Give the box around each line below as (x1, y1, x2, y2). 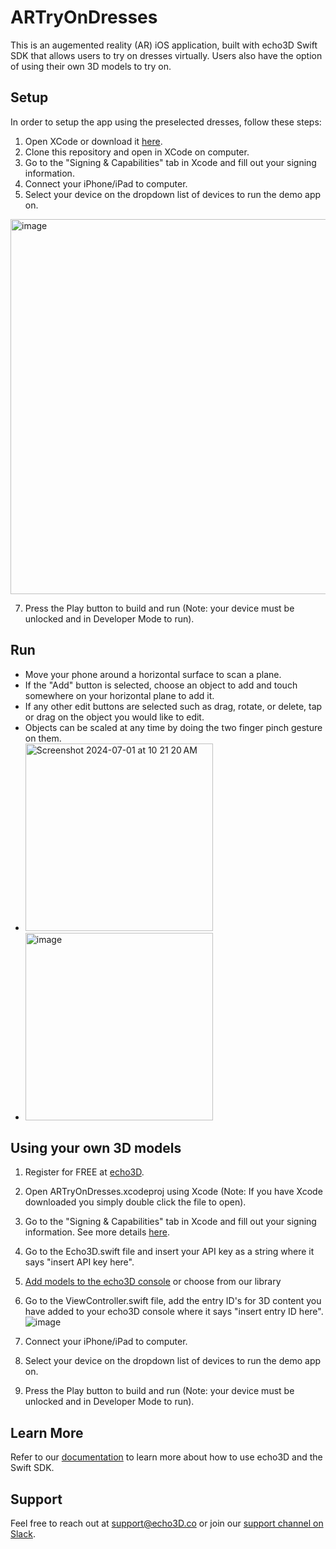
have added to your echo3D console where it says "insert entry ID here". (24, 1306, 324, 1318)
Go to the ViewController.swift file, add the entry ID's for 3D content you (24, 1295, 322, 1307)
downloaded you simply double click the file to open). (24, 1196, 247, 1208)
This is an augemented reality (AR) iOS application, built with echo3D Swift (10, 39, 318, 51)
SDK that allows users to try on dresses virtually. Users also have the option (10, 49, 323, 61)
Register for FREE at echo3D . (24, 1166, 145, 1178)
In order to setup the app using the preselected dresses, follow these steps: (10, 116, 322, 128)
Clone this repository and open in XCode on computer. (24, 146, 250, 158)
